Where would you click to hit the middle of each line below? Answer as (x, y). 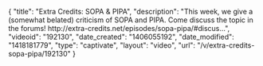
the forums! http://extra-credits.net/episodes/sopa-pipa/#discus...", (119, 28)
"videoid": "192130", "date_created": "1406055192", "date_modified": (122, 37)
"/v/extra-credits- (226, 45)
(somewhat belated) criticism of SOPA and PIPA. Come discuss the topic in (131, 20)
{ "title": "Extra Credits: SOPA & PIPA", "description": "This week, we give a (131, 12)
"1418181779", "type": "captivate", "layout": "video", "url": (102, 45)
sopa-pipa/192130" (39, 54)
